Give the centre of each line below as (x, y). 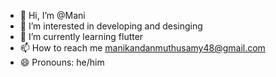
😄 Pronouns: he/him (62, 62)
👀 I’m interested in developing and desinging (111, 26)
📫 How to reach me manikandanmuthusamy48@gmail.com (142, 48)
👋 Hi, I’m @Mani (52, 15)
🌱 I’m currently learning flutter (81, 36)
